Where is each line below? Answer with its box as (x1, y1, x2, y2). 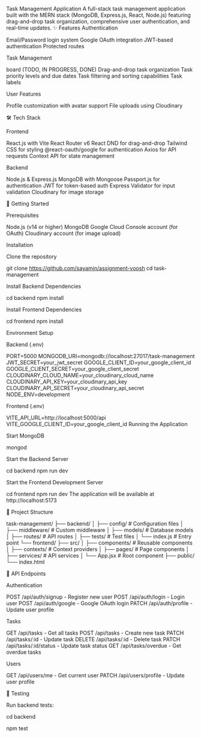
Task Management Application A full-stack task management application (6, 5, 186, 12)
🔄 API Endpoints (6, 570, 46, 577)
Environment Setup (6, 329, 54, 336)
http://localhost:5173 (6, 497, 57, 504)
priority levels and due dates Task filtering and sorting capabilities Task (6, 72, 182, 79)
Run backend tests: (6, 701, 54, 709)
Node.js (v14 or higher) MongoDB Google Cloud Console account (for (6, 224, 178, 230)
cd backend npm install (6, 294, 64, 301)
